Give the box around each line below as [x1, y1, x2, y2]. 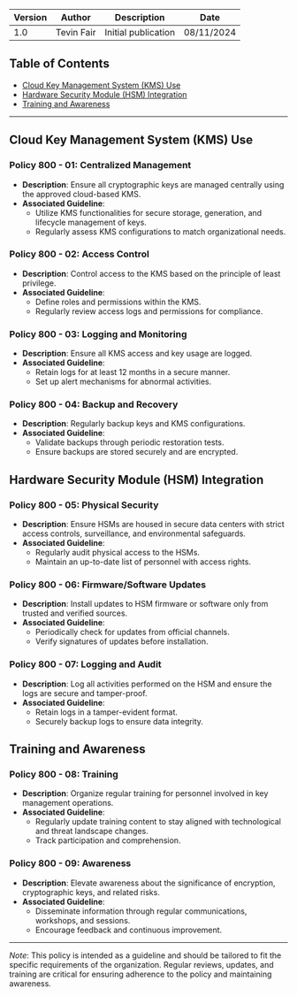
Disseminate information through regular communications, [34, 906, 247, 916]
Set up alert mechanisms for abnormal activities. [34, 376, 212, 387]
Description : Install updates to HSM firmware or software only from [21, 599, 269, 609]
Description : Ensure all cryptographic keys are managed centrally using [21, 179, 285, 189]
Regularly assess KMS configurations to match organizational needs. [34, 226, 286, 237]
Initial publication [104, 27, 175, 38]
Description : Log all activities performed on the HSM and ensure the [21, 678, 272, 689]
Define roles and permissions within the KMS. [34, 296, 202, 307]
